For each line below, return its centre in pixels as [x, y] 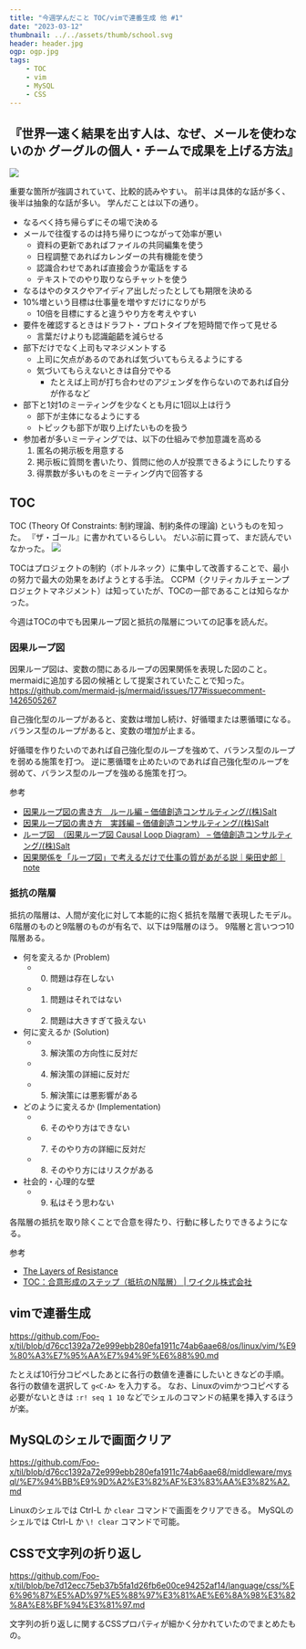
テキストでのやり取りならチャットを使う [112, 279]
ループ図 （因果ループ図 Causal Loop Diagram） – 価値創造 [134, 835]
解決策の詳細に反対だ [90, 1074]
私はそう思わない [82, 1203]
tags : [20, 60]
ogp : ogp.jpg [34, 52]
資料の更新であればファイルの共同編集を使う [120, 245]
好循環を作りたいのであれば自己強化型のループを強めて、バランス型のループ [153, 751]
